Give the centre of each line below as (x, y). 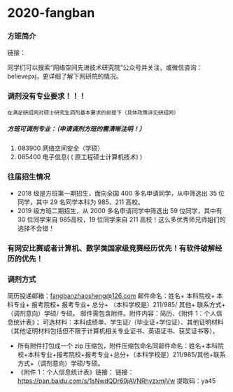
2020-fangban (51, 13)
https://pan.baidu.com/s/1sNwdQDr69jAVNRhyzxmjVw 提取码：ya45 (116, 381)
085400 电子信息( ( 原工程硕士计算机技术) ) (80, 156)
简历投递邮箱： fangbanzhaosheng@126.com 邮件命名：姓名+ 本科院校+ (111, 296)
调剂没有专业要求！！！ (47, 96)
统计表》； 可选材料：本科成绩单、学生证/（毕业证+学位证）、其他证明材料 (118, 322)
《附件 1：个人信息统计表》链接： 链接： (76, 372)
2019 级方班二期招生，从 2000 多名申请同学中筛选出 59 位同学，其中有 (120, 211)
